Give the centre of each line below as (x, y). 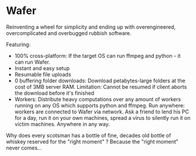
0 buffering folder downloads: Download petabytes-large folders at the (100, 81)
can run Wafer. (32, 62)
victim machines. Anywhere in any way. (62, 124)
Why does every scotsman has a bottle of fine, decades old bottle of (89, 135)
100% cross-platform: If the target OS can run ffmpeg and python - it (97, 56)
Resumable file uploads (43, 74)
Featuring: (18, 44)
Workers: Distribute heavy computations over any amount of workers (98, 99)
